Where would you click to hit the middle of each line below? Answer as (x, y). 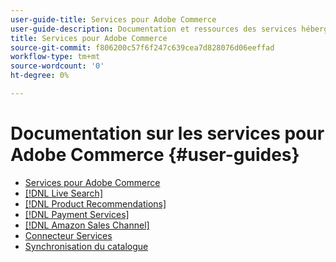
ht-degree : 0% (40, 76)
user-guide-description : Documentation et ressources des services (154, 29)
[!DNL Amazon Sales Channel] (87, 225)
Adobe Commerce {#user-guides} (155, 155)
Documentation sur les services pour (167, 133)
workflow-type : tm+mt (55, 57)
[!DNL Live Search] (63, 193)
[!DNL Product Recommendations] (95, 203)
